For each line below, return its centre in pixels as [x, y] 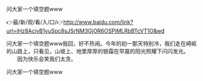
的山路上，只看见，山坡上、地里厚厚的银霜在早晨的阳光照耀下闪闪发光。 [98, 51]
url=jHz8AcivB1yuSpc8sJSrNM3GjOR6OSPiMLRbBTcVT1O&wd [85, 31]
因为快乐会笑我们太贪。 [47, 59]
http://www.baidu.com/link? [98, 22]
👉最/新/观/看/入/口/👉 [35, 22]
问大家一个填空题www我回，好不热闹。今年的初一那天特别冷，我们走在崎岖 [102, 44]
